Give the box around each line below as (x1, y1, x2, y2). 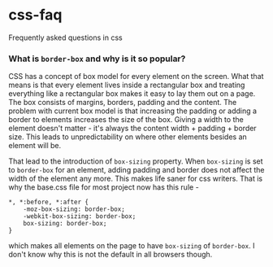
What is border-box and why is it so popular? (8, 53, 186, 64)
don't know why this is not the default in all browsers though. (8, 250, 213, 260)
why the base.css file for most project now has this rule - (8, 182, 199, 192)
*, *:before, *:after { (8, 198, 89, 207)
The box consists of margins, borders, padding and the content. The (8, 98, 237, 107)
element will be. (8, 141, 62, 151)
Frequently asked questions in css (8, 33, 123, 42)
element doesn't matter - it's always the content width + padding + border (8, 124, 258, 133)
